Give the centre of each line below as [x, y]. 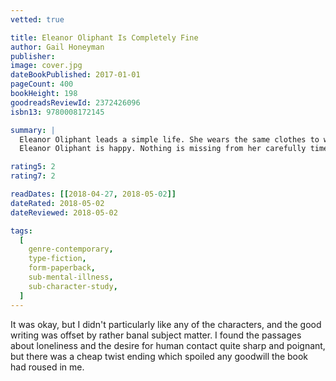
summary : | [33, 130]
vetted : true [37, 19]
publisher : [33, 56]
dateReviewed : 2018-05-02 [64, 212]
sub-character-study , [73, 286]
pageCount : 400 [42, 84]
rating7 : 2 [33, 176]
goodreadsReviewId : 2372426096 [75, 102]
